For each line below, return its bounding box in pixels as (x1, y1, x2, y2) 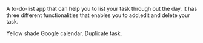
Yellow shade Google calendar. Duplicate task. (6, 30, 122, 37)
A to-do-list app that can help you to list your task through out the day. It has (6, 5, 198, 12)
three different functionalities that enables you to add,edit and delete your (6, 12, 190, 19)
